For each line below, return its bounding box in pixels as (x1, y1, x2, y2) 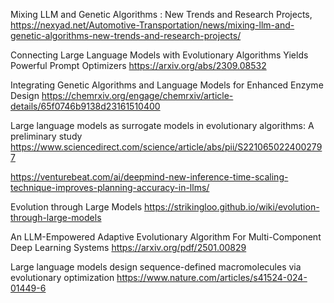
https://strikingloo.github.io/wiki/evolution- (144, 201, 320, 213)
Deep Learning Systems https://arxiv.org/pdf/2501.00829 (10, 242, 247, 253)
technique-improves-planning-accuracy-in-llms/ (10, 182, 210, 193)
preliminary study (10, 130, 83, 142)
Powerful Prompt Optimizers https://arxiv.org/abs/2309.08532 (10, 60, 267, 71)
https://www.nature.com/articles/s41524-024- (116, 272, 308, 283)
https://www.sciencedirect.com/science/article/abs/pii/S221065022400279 (10, 141, 323, 153)
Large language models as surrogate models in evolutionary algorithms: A (10, 120, 315, 131)
